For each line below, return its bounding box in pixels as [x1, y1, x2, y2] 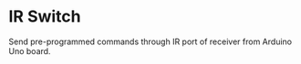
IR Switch [8, 6, 81, 27]
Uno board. [8, 45, 51, 56]
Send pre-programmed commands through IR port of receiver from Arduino [8, 36, 293, 47]
